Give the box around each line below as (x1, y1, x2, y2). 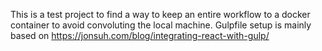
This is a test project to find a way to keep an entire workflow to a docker (10, 9, 311, 20)
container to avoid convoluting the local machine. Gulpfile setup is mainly (10, 19, 312, 31)
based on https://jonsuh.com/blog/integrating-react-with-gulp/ (10, 30, 270, 41)
